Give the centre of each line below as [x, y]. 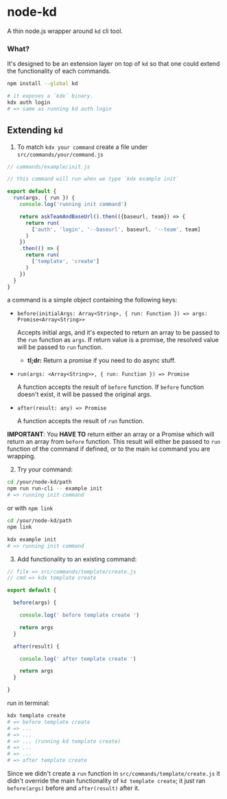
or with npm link [30, 508]
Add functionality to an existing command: [77, 559]
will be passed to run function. [60, 347]
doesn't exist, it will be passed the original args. [84, 394]
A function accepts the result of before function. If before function [110, 387]
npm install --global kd [43, 84]
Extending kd [35, 130]
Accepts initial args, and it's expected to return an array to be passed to [118, 333]
